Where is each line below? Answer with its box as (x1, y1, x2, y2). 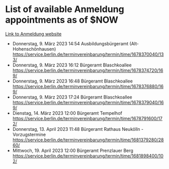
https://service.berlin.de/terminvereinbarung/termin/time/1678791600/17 (12, 115, 162, 121)
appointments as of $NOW (5, 14, 119, 26)
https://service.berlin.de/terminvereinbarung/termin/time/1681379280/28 (12, 137, 164, 143)
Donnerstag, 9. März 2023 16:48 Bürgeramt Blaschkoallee (12, 78, 133, 84)
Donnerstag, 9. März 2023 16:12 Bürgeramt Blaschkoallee (12, 62, 132, 68)
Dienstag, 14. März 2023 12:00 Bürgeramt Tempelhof (12, 110, 122, 116)
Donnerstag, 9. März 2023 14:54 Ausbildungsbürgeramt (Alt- (12, 40, 139, 46)
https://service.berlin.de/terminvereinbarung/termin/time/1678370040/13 (12, 51, 164, 57)
